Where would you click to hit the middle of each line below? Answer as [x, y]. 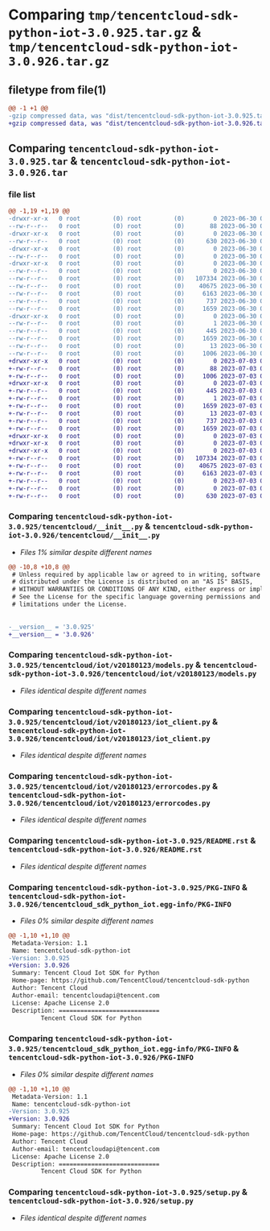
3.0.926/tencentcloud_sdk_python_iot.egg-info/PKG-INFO [120, 904]
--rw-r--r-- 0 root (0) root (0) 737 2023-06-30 [133, 301]
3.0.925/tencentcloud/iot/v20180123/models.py [101, 665]
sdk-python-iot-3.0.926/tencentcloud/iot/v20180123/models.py [133, 674]
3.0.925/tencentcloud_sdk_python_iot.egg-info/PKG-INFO [120, 1049]
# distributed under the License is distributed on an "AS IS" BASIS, [132, 582]
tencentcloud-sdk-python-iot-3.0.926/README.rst [105, 850]
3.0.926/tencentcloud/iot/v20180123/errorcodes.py [109, 803]
